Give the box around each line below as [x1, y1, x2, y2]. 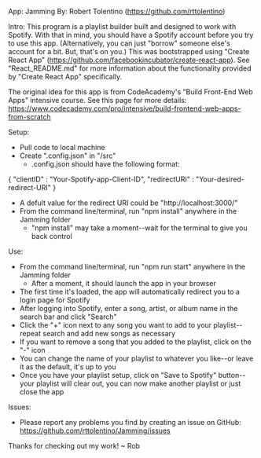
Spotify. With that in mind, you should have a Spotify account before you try [8, 31, 254, 39]
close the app [19, 387, 64, 396]
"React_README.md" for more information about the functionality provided [8, 64, 252, 73]
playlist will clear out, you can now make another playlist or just [36, 379, 241, 388]
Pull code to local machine [19, 143, 105, 152]
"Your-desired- [195, 174, 245, 184]
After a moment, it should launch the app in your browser [31, 279, 216, 288]
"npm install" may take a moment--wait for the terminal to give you [31, 223, 248, 233]
